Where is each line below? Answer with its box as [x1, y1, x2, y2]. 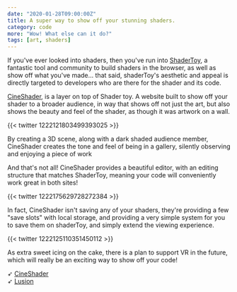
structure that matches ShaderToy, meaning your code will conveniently [7, 171, 216, 180]
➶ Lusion [7, 277, 34, 286]
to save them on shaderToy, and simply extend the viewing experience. [7, 221, 214, 230]
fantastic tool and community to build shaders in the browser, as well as [7, 64, 216, 72]
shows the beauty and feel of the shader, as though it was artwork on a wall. [7, 107, 230, 116]
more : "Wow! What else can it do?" [7, 30, 112, 37]
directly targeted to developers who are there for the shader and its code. [7, 78, 221, 87]
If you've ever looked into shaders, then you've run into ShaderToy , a [7, 56, 208, 64]
